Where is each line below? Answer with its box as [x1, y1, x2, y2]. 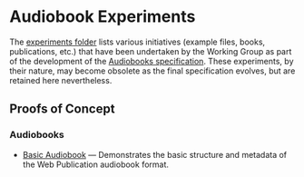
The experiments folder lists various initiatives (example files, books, [9, 36, 266, 47]
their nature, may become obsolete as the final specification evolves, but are [9, 65, 296, 76]
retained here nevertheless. [9, 74, 113, 85]
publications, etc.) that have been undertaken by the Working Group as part [9, 45, 292, 56]
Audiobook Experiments [9, 6, 196, 27]
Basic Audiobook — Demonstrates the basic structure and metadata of [22, 149, 288, 160]
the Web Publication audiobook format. [22, 159, 170, 170]
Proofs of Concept [9, 102, 115, 117]
